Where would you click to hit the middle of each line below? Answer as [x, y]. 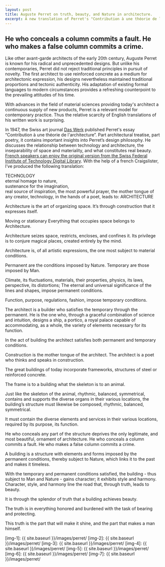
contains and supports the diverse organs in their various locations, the [77, 399]
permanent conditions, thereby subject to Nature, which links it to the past [80, 459]
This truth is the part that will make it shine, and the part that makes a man [80, 523]
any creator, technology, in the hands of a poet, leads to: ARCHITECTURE [79, 197]
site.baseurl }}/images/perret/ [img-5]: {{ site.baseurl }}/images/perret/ [77, 549]
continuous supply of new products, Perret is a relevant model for [71, 110]
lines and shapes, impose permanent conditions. [54, 290]
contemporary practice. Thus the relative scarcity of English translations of [81, 115]
